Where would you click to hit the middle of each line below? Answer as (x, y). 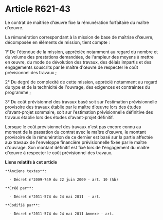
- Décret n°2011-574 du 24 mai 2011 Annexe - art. (62, 214)
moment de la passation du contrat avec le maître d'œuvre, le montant (75, 132)
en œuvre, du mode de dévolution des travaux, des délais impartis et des (78, 62)
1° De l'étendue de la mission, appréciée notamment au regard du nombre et (81, 52)
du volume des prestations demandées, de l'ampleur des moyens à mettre (80, 57)
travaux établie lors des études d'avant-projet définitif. (60, 117)
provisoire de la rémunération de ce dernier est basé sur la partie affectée (79, 137)
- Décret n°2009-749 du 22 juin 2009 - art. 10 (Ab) (64, 180)
